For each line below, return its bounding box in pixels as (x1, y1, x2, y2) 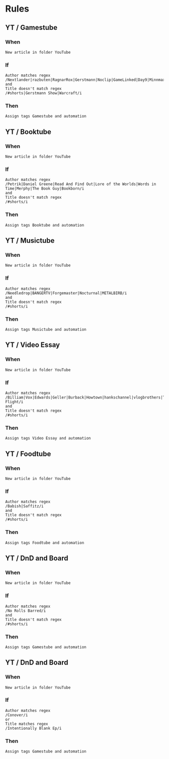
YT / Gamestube (5, 23, 58, 32)
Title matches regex (5, 721, 49, 726)
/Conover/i (5, 712, 28, 718)
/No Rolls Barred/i (5, 608, 46, 613)
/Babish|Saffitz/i (5, 504, 44, 509)
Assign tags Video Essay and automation (5, 436, 92, 441)
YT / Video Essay (5, 341, 60, 349)
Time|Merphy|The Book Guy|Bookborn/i (5, 186, 84, 191)
